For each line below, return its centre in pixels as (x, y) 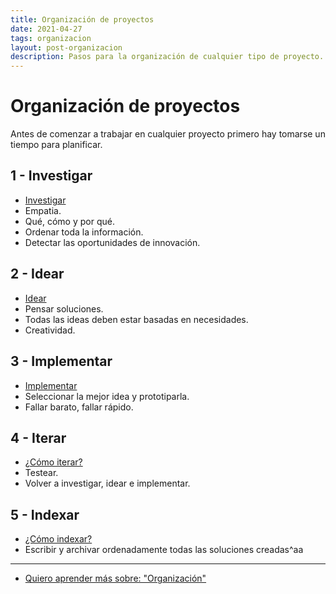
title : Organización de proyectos (82, 19)
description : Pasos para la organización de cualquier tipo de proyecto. (167, 57)
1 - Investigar (51, 176)
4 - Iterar (38, 437)
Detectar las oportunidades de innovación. (112, 242)
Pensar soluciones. (64, 308)
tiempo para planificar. (56, 145)
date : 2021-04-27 (46, 29)
